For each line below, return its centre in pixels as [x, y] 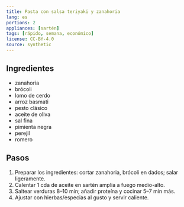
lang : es [17, 17]
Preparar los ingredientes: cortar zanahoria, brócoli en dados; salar [96, 172]
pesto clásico [31, 108]
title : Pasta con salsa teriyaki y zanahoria [63, 12]
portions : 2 [21, 22]
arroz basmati [32, 102]
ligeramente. [30, 179]
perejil [22, 133]
